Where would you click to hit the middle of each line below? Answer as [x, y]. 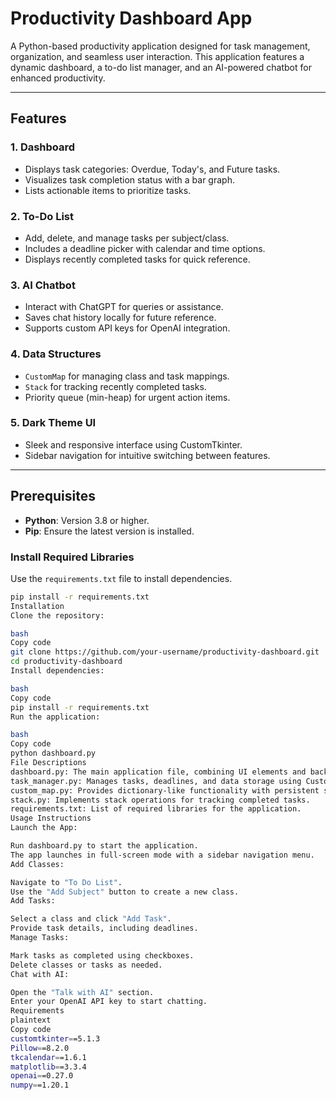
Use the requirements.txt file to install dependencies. [121, 578]
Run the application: [55, 717]
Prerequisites [53, 496]
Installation [37, 606]
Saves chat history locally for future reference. [120, 318]
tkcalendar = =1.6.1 [48, 1057]
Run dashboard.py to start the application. [104, 846]
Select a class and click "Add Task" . [91, 919]
